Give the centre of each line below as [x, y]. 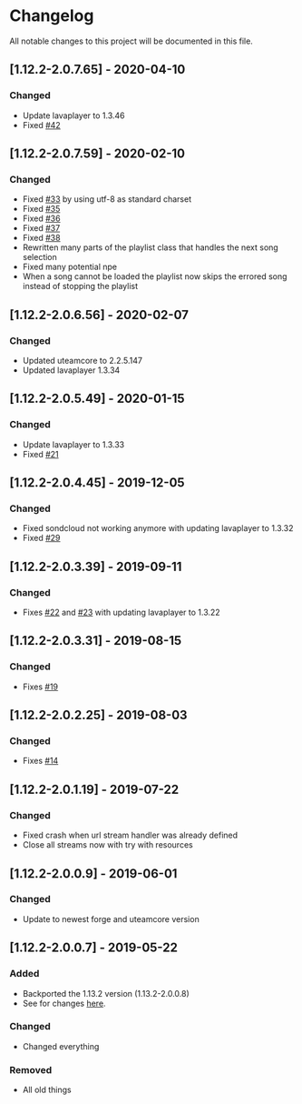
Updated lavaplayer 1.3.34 [71, 370]
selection [39, 257]
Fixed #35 [41, 209]
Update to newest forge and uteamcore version [111, 918]
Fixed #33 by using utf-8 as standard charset [107, 199]
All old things [47, 1090]
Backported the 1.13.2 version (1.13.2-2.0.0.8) [106, 993]
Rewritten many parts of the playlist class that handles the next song [150, 247]
